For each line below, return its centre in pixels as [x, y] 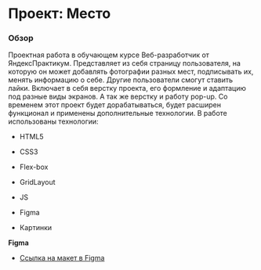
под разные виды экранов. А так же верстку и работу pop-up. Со [118, 97]
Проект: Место [60, 14]
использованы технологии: [54, 121]
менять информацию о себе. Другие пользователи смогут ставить [121, 80]
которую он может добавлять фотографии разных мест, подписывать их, [131, 72]
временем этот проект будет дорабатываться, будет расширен [115, 105]
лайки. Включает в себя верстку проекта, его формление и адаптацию [127, 88]
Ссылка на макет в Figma [62, 258]
